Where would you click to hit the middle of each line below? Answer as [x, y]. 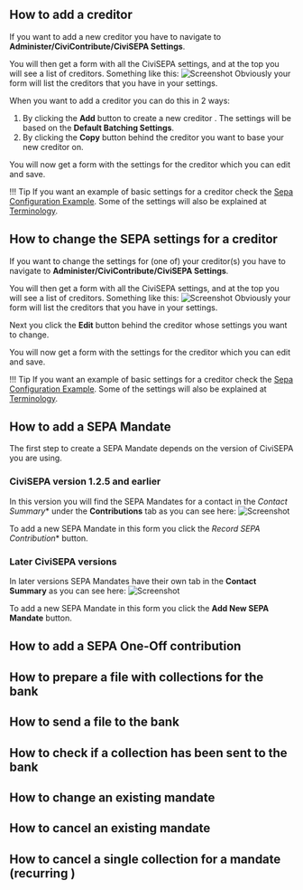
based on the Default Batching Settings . [98, 128]
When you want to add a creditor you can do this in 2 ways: [119, 100]
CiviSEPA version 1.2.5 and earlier [85, 481]
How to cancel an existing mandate [110, 828]
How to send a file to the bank [95, 722]
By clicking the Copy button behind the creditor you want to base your [153, 137]
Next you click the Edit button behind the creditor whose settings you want [148, 325]
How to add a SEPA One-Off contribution [125, 646]
